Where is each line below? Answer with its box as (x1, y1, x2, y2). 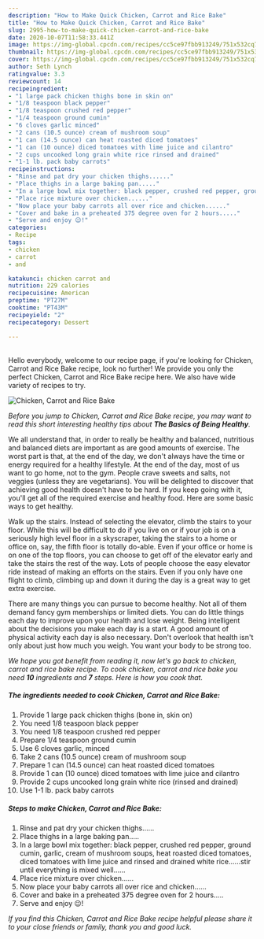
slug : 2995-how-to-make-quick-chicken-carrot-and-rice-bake (8, 26, 210, 34)
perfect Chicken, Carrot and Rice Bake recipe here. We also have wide (8, 372, 236, 382)
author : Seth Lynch (8, 63, 72, 71)
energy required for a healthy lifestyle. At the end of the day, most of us (8, 460, 240, 469)
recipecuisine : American (8, 289, 90, 298)
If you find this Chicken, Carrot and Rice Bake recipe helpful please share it (8, 914, 253, 923)
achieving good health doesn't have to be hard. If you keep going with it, (8, 485, 243, 494)
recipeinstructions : (8, 165, 76, 173)
